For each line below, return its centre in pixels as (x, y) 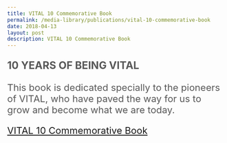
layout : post (26, 33)
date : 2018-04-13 (32, 26)
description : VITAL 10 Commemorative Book (69, 39)
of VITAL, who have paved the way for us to (104, 99)
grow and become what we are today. (91, 110)
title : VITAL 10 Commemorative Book (60, 13)
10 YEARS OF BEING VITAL (73, 66)
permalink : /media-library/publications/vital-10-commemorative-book (109, 20)
